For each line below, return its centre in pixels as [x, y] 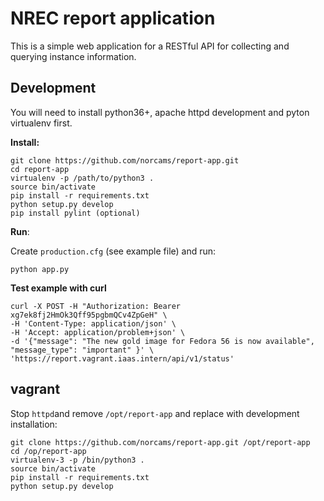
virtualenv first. [41, 123]
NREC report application [113, 18]
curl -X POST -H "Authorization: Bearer [96, 306]
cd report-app [40, 169]
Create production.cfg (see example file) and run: [113, 251]
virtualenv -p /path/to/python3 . [82, 178]
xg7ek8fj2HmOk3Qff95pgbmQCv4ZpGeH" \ [89, 315]
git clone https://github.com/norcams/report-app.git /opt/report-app [160, 442]
